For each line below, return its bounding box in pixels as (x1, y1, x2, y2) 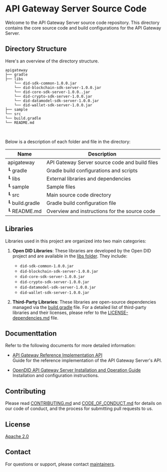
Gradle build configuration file (46, 199, 116, 206)
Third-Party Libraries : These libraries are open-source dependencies (12, 298, 156, 305)
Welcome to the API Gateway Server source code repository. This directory (5, 19, 160, 25)
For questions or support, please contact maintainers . (5, 461, 116, 467)
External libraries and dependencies (46, 175, 131, 182)
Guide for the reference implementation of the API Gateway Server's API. (12, 357, 163, 363)
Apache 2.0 (5, 433, 29, 439)
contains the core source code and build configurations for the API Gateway (5, 24, 162, 30)
